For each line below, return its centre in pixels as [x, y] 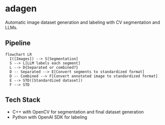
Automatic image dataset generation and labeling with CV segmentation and [83, 22]
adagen [21, 9]
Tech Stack [23, 100]
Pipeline [18, 43]
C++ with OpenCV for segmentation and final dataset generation [78, 112]
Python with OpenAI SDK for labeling [50, 117]
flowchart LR [19, 54]
